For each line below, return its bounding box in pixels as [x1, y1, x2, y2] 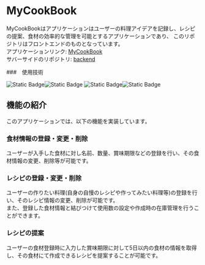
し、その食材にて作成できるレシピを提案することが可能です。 [6, 252, 162, 259]
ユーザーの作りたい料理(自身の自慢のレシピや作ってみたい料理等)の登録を [6, 189, 193, 196]
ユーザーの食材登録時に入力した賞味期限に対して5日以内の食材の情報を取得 [6, 244, 197, 252]
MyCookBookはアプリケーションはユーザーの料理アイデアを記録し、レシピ [6, 25, 196, 32]
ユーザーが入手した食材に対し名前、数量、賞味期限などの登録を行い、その [6, 150, 194, 157]
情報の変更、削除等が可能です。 [11, 157, 92, 164]
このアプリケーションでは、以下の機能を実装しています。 [6, 117, 151, 125]
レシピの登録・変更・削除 [6, 174, 82, 182]
